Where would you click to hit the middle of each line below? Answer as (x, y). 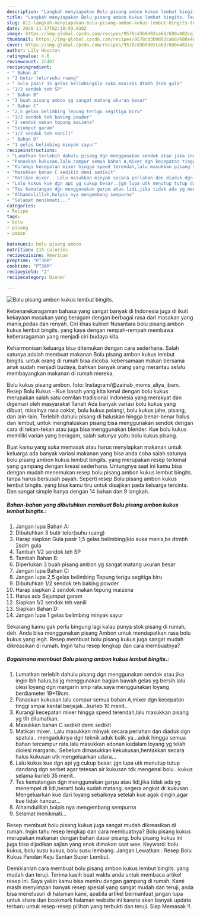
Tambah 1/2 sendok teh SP (48, 551)
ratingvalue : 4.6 (28, 56)
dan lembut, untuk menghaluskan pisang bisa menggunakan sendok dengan (100, 423)
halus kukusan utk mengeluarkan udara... (66, 756)
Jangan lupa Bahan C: (42, 570)
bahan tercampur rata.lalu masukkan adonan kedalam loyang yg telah (100, 744)
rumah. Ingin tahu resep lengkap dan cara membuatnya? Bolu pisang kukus (99, 831)
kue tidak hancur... (38, 801)
